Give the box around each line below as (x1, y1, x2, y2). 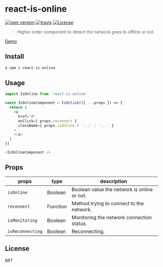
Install (5, 53, 24, 61)
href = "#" (17, 114, 36, 119)
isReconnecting (7, 229, 43, 234)
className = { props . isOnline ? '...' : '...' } (17, 123, 114, 128)
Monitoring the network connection (71, 214, 152, 221)
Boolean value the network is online (71, 186, 153, 193)
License (5, 245, 30, 253)
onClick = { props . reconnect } (17, 118, 77, 124)
